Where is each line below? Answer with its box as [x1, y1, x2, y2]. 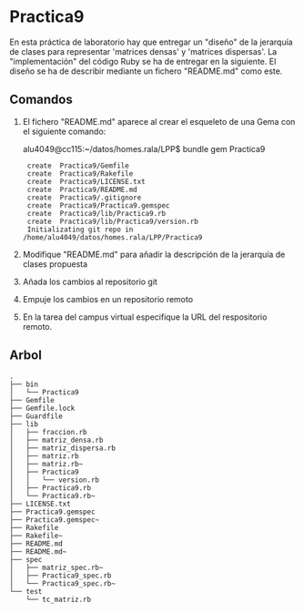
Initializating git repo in [26, 225, 134, 234]
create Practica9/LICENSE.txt [26, 177, 146, 186]
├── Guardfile [9, 412, 64, 421]
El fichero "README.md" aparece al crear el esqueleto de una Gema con [22, 116, 296, 127]
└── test [9, 587, 43, 596]
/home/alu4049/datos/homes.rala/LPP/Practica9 [22, 232, 203, 242]
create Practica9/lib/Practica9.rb [26, 209, 167, 218]
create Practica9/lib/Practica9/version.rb [26, 217, 198, 226]
